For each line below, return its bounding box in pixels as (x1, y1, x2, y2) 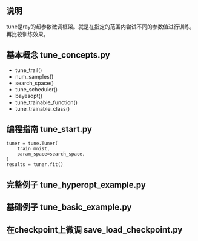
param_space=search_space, (17, 151, 85, 157)
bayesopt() (15, 92, 43, 99)
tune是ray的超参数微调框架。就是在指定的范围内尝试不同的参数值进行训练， (6, 23, 196, 30)
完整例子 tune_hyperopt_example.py (6, 179, 147, 190)
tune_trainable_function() (15, 99, 78, 106)
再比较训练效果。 (6, 30, 49, 38)
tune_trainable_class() (15, 105, 70, 112)
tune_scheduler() (15, 85, 58, 93)
